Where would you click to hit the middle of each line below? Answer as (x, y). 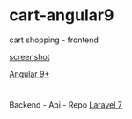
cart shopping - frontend (54, 40)
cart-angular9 (62, 15)
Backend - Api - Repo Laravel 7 (66, 105)
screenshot (29, 56)
